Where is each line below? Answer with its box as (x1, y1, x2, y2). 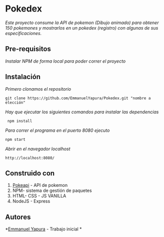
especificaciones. (5, 30, 42, 36)
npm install (7, 118, 32, 123)
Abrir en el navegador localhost (5, 146, 71, 152)
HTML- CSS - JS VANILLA (12, 193, 66, 199)
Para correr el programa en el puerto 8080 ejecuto (5, 127, 110, 133)
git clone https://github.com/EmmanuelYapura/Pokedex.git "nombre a (5, 96, 151, 101)
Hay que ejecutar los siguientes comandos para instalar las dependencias (5, 109, 159, 115)
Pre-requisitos (5, 45, 51, 53)
